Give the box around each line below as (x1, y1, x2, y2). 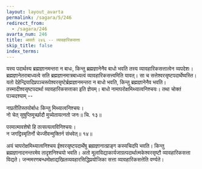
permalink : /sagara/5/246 (6, 15, 72, 21)
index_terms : (6, 48, 39, 55)
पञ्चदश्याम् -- (6, 92, 33, 99)
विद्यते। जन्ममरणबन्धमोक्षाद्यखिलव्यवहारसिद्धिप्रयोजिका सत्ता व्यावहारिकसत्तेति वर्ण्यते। (6, 156, 164, 163)
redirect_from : (6, 20, 45, 26)
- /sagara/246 (12, 25, 47, 32)
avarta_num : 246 (6, 31, 47, 38)
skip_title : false (6, 43, 53, 49)
